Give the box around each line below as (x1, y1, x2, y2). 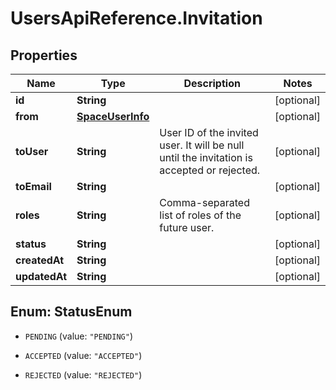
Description (183, 77, 241, 90)
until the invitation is (159, 151, 253, 164)
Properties (10, 47, 78, 64)
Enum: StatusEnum (10, 303, 133, 321)
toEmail (15, 180, 52, 193)
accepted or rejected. (159, 163, 261, 177)
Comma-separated (159, 196, 250, 209)
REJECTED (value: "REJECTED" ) (24, 368, 143, 381)
